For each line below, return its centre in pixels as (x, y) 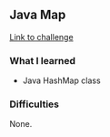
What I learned (42, 60)
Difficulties (34, 104)
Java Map (38, 15)
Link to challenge (42, 37)
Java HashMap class (62, 80)
